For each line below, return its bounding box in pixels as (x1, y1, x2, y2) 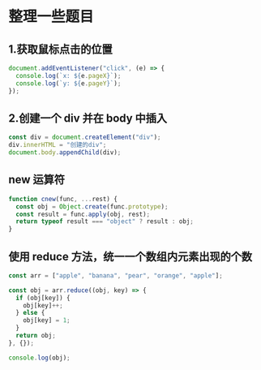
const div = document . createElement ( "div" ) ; (8, 133, 161, 142)
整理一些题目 (8, 7, 95, 26)
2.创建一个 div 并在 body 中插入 (8, 111, 168, 125)
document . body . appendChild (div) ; (8, 148, 122, 157)
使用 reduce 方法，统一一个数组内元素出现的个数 (8, 249, 253, 264)
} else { (15, 309, 45, 317)
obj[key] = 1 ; (23, 316, 71, 325)
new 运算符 (8, 173, 66, 187)
